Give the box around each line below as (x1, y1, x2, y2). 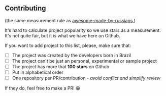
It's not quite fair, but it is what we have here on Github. (5, 32, 120, 38)
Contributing (5, 4, 46, 13)
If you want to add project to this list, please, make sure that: (5, 42, 131, 49)
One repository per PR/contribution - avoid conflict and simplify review (12, 75, 161, 81)
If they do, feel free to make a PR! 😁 (5, 85, 81, 91)
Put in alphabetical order (12, 69, 64, 75)
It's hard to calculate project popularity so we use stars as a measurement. (5, 27, 161, 33)
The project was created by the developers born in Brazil (12, 52, 131, 58)
